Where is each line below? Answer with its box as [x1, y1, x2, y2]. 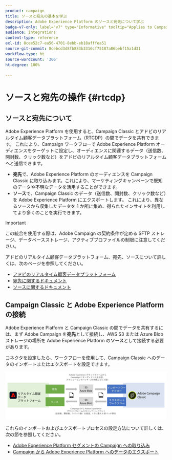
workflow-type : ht [5, 51, 45, 56]
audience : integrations [5, 30, 56, 35]
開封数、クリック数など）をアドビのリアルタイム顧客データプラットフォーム [5, 154, 167, 160]
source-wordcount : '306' [5, 57, 58, 62]
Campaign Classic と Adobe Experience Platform [5, 300, 164, 309]
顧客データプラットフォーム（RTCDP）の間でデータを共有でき [23, 135, 155, 141]
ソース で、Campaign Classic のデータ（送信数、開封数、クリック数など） [12, 190, 166, 196]
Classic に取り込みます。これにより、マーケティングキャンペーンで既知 [12, 178, 163, 184]
